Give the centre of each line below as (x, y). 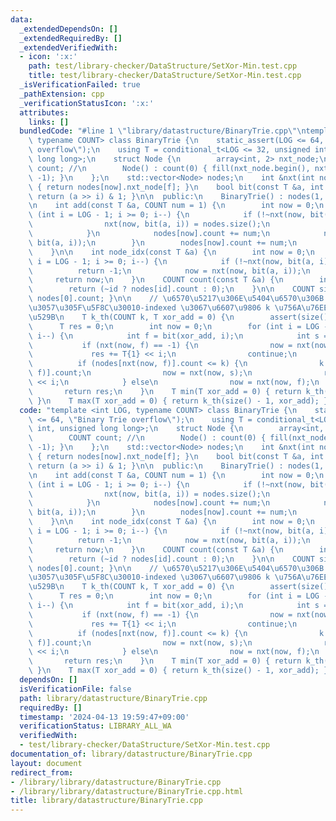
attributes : (44, 112)
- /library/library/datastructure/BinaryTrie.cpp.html (127, 791)
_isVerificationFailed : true (80, 85)
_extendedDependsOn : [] (68, 29)
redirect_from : (42, 772)
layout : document (46, 763)
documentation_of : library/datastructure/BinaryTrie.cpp (131, 754)
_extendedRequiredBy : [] (71, 38)
